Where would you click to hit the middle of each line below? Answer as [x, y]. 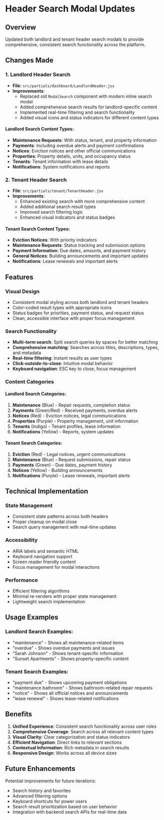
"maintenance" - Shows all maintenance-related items [68, 642]
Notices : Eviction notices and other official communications [74, 150]
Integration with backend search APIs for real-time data [69, 812]
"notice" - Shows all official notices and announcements [70, 693]
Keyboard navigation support [42, 556]
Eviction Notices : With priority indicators [55, 240]
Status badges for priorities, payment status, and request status [78, 313]
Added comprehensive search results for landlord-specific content [88, 107]
